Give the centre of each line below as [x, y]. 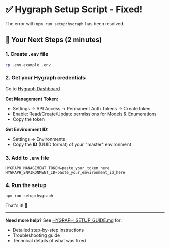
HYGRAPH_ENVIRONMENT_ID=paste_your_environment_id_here [65, 173]
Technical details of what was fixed [49, 241]
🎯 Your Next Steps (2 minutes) [54, 40]
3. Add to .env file [27, 158]
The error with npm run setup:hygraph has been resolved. [65, 23]
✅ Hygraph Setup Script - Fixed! [74, 9]
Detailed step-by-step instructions [48, 230]
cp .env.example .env [28, 65]
